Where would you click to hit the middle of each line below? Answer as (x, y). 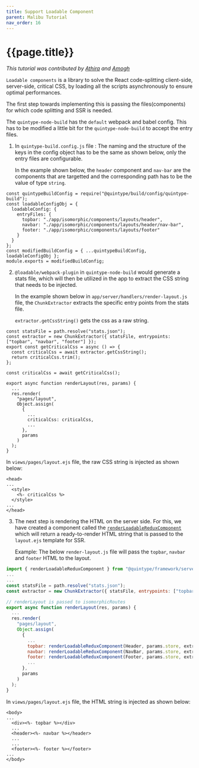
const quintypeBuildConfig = (42, 194)
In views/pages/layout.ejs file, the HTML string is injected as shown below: (98, 701)
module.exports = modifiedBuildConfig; (55, 261)
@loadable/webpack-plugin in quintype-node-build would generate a (97, 272)
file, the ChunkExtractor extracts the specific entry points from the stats (102, 303)
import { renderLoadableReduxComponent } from (65, 569)
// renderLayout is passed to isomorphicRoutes (66, 602)
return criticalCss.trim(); (46, 358)
